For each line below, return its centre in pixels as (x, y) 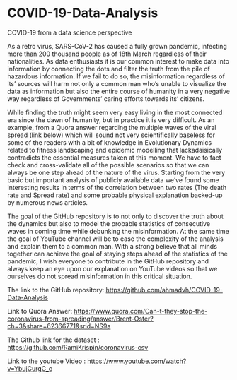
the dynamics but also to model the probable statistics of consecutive (109, 223)
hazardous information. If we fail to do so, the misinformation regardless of (116, 76)
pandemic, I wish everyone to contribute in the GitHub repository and (108, 261)
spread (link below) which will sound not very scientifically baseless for (111, 135)
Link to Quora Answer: (40, 311)
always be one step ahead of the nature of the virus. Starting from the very (116, 172)
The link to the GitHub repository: (56, 290)
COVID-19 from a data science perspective (70, 32)
